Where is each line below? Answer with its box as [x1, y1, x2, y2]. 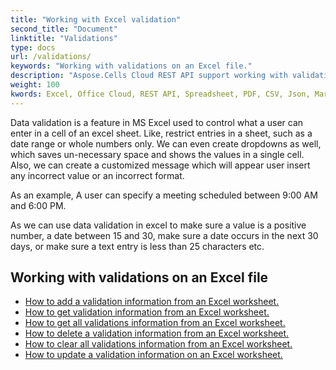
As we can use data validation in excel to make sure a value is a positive [10, 219, 307, 231]
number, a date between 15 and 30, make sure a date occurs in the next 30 [10, 229, 319, 241]
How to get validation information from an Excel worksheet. [24, 306, 270, 318]
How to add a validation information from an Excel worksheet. [24, 296, 280, 308]
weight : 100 [10, 80, 60, 90]
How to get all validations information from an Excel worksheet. [24, 317, 286, 329]
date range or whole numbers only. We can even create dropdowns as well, [10, 137, 322, 150]
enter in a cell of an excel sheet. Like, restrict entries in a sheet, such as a [10, 127, 313, 139]
